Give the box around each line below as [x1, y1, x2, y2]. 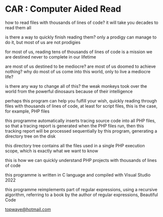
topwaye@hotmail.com [5, 206, 51, 212]
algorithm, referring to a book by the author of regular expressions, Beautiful [5, 192, 158, 197]
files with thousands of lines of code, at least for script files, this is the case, [5, 103, 158, 109]
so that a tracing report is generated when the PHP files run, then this [5, 123, 145, 129]
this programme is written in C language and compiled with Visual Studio [5, 172, 151, 178]
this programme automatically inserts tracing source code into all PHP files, [5, 118, 156, 123]
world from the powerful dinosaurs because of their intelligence [5, 88, 133, 94]
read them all [5, 24, 32, 30]
